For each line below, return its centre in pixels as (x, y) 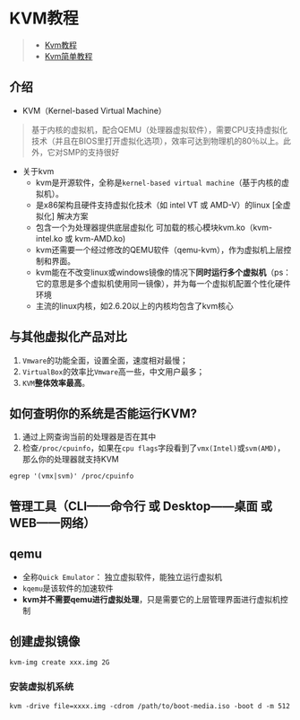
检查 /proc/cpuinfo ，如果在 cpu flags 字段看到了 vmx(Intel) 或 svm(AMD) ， (154, 448)
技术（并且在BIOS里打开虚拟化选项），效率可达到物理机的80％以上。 (157, 141)
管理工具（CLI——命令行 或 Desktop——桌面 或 (141, 506)
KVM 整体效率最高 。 (56, 382)
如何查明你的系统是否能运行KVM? (103, 413)
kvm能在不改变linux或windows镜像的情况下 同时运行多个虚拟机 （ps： (163, 272)
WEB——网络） (52, 523)
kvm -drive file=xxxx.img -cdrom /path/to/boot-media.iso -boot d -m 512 (150, 706)
